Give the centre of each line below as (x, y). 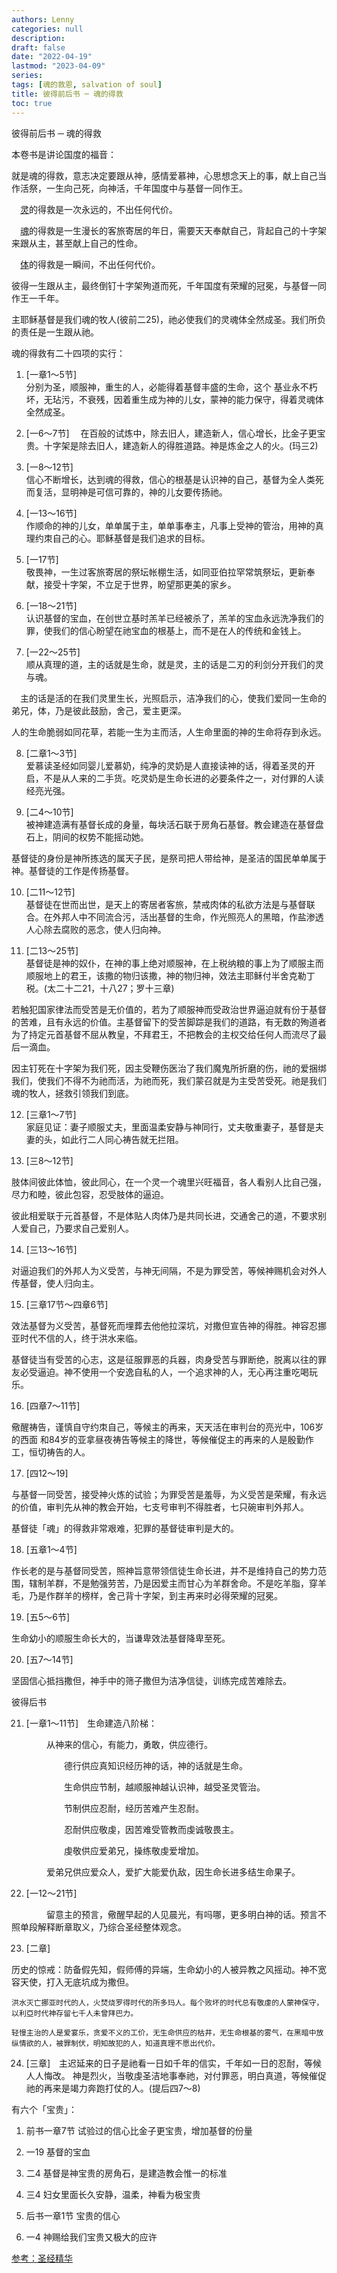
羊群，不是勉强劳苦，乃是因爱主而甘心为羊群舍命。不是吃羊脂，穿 (181, 1583)
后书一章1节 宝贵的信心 (73, 2215)
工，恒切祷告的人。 (51, 1452)
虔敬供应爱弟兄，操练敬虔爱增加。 (133, 1850)
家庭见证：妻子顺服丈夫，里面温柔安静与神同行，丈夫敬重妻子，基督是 (170, 1127)
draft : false (38, 47)
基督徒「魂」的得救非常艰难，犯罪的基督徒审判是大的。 (125, 1528)
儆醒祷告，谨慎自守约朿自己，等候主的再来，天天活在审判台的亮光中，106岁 (167, 1427)
